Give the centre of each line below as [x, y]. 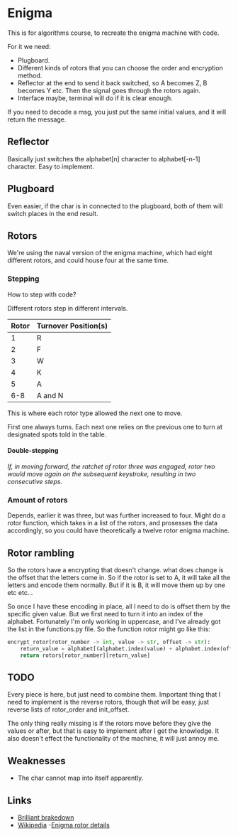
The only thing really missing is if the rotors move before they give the [109, 724]
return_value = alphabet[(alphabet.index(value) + [96, 648]
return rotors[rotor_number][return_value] [85, 655]
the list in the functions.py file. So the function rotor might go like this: [109, 629]
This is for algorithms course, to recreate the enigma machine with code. [113, 33]
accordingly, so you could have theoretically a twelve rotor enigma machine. [119, 530]
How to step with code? [42, 294]
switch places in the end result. [53, 213]
